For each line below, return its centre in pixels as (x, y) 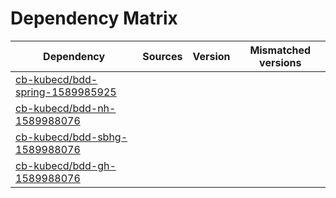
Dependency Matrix (94, 18)
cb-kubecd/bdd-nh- (66, 108)
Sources (162, 56)
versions (280, 62)
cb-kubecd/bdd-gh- (66, 165)
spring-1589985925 (66, 92)
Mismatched (280, 50)
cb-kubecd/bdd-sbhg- (71, 137)
